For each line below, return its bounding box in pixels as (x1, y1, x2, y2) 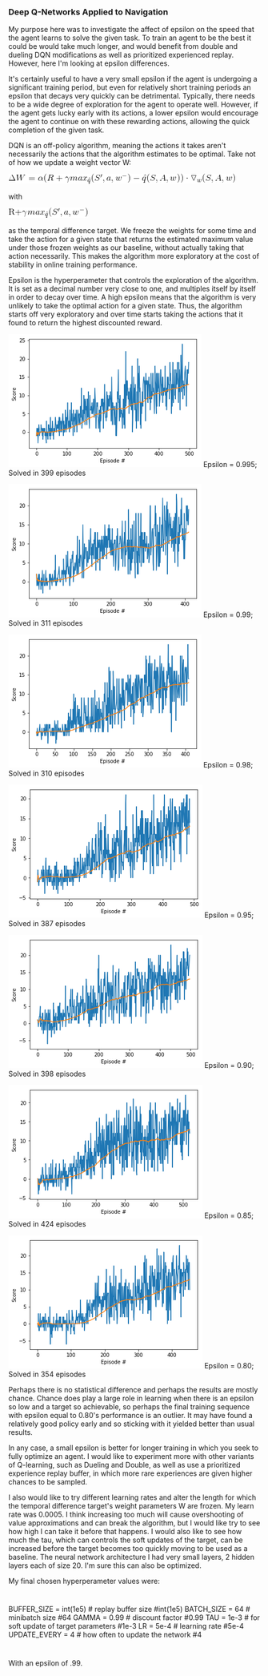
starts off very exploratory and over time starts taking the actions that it (8, 309, 244, 319)
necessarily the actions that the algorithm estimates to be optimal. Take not (8, 149, 256, 159)
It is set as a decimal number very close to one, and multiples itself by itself (8, 284, 256, 294)
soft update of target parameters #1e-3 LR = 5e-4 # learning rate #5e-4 (8, 1622, 244, 1631)
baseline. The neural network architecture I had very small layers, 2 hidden (8, 1553, 254, 1562)
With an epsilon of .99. (8, 1658, 83, 1668)
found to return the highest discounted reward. (8, 318, 162, 328)
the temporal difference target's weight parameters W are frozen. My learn (8, 1501, 254, 1511)
